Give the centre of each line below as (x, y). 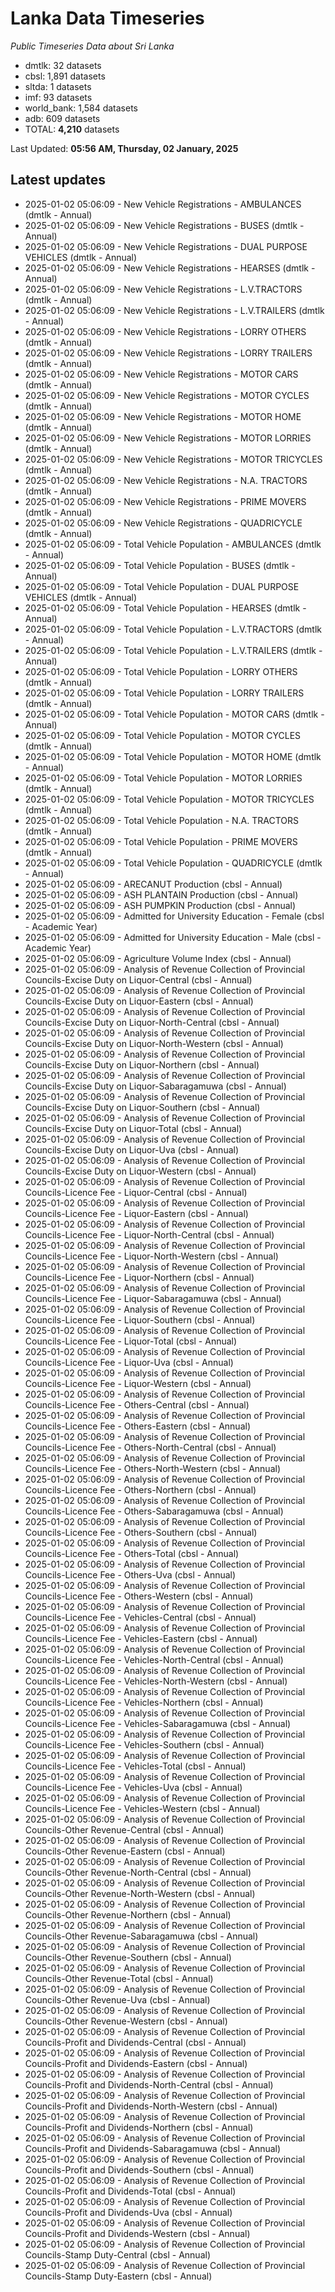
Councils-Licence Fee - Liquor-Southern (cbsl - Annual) (140, 1319)
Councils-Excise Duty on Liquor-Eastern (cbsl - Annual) (139, 1001)
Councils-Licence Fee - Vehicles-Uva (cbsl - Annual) (133, 1787)
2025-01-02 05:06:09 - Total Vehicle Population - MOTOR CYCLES (163, 735)
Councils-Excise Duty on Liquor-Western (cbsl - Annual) (140, 1171)
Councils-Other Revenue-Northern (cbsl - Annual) (128, 1914)
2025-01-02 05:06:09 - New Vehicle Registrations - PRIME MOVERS (165, 501)
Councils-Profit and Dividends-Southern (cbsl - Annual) (139, 2169)
